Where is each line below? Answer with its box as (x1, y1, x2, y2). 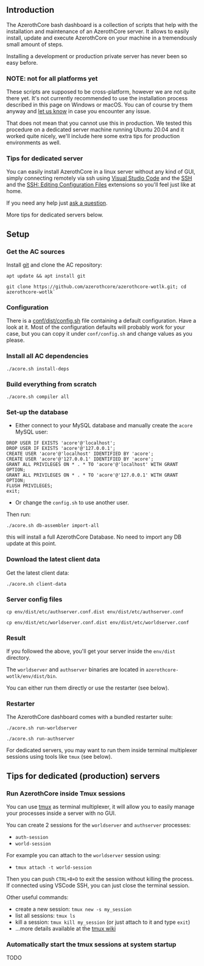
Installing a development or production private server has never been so (6, 52, 188, 60)
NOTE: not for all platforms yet (6, 74, 98, 83)
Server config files (6, 595, 63, 603)
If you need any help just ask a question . (6, 199, 108, 207)
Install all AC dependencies (6, 352, 89, 360)
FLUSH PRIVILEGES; (6, 483, 53, 489)
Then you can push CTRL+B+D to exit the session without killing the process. (6, 876, 194, 883)
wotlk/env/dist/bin (6, 674, 56, 680)
